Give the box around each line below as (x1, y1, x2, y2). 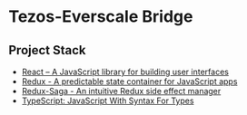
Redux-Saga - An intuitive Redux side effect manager (21, 86, 222, 96)
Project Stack (8, 43, 87, 58)
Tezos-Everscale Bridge (8, 6, 193, 27)
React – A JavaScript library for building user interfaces (21, 66, 229, 77)
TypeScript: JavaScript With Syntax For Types (21, 95, 194, 106)
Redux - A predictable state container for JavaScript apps (21, 76, 238, 87)
